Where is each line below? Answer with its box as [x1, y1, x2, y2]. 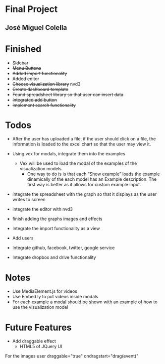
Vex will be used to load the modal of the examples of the [19, 160, 137, 166]
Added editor [12, 76, 40, 82]
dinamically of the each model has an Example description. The [27, 176, 157, 182]
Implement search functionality [12, 102, 76, 108]
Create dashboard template [12, 86, 68, 92]
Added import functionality [12, 70, 67, 76]
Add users [12, 235, 34, 241]
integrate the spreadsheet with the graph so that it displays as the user [12, 191, 157, 197]
